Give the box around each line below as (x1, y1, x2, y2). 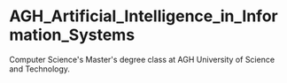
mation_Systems (9, 25, 136, 45)
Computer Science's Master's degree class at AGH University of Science (9, 54, 275, 64)
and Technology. (9, 64, 71, 74)
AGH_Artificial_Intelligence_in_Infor (9, 6, 278, 26)
